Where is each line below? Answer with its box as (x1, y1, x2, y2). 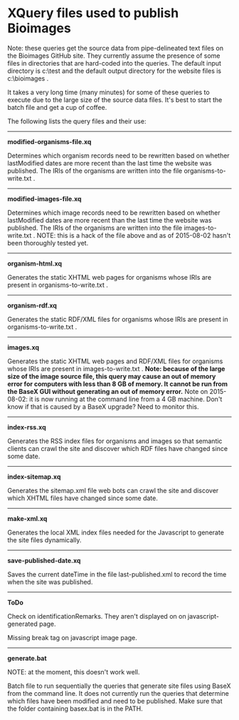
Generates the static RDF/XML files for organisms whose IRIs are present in (7, 315, 228, 323)
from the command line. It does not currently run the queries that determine (7, 689, 229, 697)
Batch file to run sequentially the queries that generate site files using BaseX (7, 681, 231, 690)
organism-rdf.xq (7, 301, 57, 310)
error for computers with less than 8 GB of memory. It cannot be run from (7, 380, 228, 388)
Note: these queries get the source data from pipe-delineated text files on (7, 44, 224, 52)
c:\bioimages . (7, 73, 49, 83)
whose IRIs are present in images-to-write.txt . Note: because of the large (7, 364, 225, 372)
